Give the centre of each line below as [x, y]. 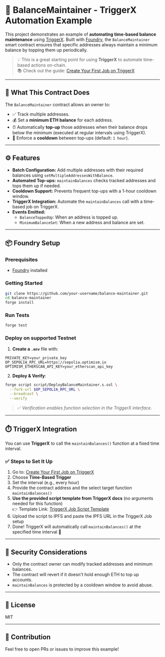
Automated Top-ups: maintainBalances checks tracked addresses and [84, 180]
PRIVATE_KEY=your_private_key [36, 358]
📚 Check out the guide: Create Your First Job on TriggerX [76, 71]
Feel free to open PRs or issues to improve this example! [62, 649]
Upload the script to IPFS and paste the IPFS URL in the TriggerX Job [82, 516]
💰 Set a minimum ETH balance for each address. [62, 120]
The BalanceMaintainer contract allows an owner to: [58, 104]
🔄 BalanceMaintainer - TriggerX [71, 10]
